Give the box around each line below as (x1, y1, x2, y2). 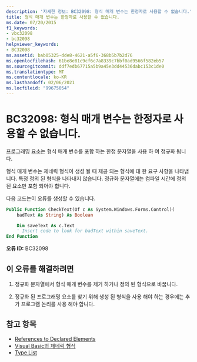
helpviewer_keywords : (6, 42, 59, 48)
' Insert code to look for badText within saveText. (16, 228, 149, 234)
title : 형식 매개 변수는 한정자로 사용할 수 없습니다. (6, 14, 120, 20)
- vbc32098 (6, 31, 33, 36)
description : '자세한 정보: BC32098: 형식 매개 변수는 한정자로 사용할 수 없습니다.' (6, 8, 192, 15)
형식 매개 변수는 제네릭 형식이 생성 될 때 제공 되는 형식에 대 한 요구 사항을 (6, 167, 173, 174)
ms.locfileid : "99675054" (6, 85, 69, 91)
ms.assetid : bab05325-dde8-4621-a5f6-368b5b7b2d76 (6, 52, 133, 58)
